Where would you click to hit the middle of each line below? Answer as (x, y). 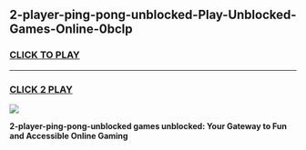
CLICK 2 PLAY (41, 89)
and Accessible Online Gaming (69, 135)
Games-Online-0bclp (71, 30)
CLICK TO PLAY (45, 55)
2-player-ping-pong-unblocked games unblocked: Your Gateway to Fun (148, 125)
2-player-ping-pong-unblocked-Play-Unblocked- (153, 15)
